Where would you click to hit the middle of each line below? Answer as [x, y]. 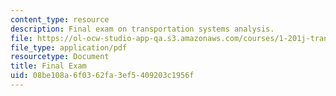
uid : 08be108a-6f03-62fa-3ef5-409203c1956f [102, 76]
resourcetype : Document [60, 57]
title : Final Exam [48, 66]
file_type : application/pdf [69, 47]
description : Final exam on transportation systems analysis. [142, 29]
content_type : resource [60, 19]
